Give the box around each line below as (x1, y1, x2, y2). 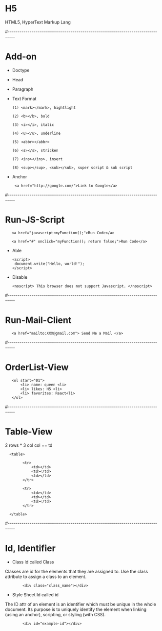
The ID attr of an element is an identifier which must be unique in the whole (5, 601, 156, 607)
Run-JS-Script (5, 214, 65, 225)
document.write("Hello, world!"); (14, 261, 85, 266)
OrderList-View (5, 362, 69, 373)
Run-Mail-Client (5, 315, 72, 326)
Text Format (12, 96, 37, 101)
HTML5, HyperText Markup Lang (5, 19, 71, 25)
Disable (12, 274, 28, 280)
